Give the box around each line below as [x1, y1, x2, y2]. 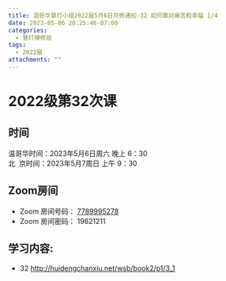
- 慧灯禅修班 [15, 33, 53, 42]
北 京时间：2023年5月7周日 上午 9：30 [8, 158, 137, 168]
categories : [8, 26, 47, 34]
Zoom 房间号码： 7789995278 [19, 207, 119, 216]
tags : [8, 41, 26, 49]
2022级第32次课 [8, 93, 117, 111]
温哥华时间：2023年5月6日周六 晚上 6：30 [8, 148, 148, 158]
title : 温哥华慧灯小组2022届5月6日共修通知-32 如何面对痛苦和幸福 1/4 [8, 11, 218, 20]
